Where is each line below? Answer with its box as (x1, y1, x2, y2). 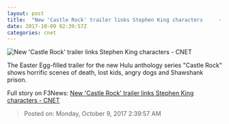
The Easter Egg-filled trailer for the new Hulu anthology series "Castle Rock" (7, 61, 222, 69)
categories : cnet (7, 29, 57, 36)
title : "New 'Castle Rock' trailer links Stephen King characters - (7, 16, 222, 23)
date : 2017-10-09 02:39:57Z (7, 23, 87, 29)
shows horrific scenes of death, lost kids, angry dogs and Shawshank (7, 69, 204, 77)
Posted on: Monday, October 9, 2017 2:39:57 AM (23, 110, 162, 118)
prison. (7, 76, 27, 84)
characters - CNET (7, 97, 60, 105)
